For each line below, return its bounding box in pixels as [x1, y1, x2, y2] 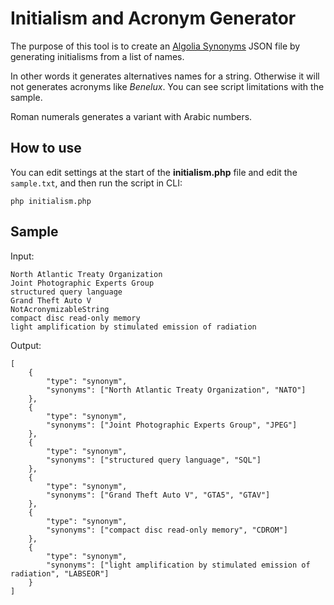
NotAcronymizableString [10, 304, 110, 314]
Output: [10, 339, 42, 351]
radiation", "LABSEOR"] [10, 568, 110, 579]
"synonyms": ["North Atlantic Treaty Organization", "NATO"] [46, 385, 307, 395]
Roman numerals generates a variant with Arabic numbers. [10, 110, 253, 122]
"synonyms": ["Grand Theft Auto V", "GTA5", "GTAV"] [46, 490, 271, 500]
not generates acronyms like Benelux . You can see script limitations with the [10, 80, 325, 92]
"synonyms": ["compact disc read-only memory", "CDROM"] [46, 525, 288, 535]
